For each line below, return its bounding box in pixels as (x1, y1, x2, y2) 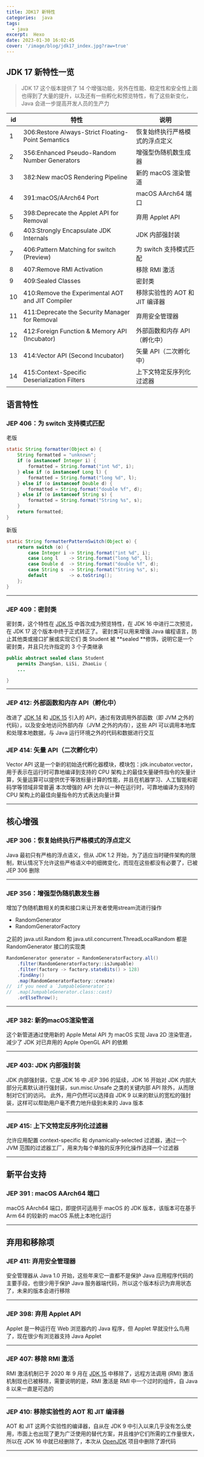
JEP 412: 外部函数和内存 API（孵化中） (6, 699, 120, 707)
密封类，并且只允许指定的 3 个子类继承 (6, 643, 103, 650)
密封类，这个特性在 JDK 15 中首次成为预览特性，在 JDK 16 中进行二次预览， (6, 620, 196, 627)
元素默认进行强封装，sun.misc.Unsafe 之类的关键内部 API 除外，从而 (16, 1084, 189, 1091)
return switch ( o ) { (17, 544, 69, 550)
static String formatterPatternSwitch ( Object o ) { (6, 538, 137, 545)
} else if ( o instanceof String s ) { (17, 492, 113, 498)
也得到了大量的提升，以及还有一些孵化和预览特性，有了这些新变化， (21, 92, 192, 99)
